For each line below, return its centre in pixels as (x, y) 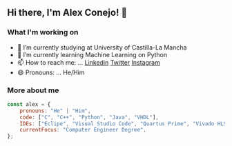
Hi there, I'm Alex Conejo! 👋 (67, 13)
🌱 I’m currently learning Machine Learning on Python (92, 54)
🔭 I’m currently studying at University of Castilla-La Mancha (102, 47)
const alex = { (29, 104)
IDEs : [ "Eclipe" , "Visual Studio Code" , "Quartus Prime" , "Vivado (117, 124)
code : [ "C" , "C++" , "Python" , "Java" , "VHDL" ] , (89, 117)
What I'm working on (43, 32)
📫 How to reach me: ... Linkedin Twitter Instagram (88, 62)
